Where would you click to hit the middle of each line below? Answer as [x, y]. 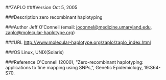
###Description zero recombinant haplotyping [54, 17]
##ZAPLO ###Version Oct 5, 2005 [41, 7]
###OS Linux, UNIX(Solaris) [34, 52]
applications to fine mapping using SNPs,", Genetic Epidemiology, [74, 68]
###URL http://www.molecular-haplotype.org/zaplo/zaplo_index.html [78, 42]
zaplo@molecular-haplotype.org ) [40, 32]
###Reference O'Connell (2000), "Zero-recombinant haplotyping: [75, 62]
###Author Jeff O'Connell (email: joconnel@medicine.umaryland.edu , [79, 27]
